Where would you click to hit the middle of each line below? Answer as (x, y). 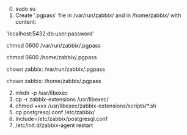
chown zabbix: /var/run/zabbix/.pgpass (56, 69)
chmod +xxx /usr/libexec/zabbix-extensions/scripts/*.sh (86, 106)
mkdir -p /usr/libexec (42, 93)
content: (26, 22)
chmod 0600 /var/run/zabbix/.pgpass (53, 46)
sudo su (25, 9)
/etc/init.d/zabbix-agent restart (54, 125)
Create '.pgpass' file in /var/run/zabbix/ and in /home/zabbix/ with (98, 15)
